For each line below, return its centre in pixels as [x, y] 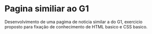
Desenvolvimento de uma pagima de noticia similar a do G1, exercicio [74, 22]
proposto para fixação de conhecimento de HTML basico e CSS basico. [76, 26]
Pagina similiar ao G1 [47, 9]
